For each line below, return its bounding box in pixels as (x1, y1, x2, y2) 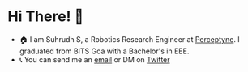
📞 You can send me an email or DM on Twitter (19, 54, 171, 64)
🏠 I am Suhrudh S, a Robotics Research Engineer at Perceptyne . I (19, 34, 240, 44)
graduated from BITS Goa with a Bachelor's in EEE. (19, 46, 190, 56)
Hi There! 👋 (7, 7, 84, 26)
